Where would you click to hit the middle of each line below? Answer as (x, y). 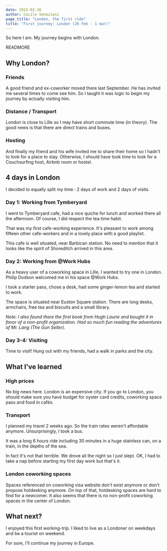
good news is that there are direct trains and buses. (58, 128)
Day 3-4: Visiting (27, 340)
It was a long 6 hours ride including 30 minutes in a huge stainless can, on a (83, 441)
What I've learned (34, 367)
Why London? (28, 63)
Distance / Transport (31, 111)
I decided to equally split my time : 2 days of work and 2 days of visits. (78, 189)
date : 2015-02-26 (24, 10)
